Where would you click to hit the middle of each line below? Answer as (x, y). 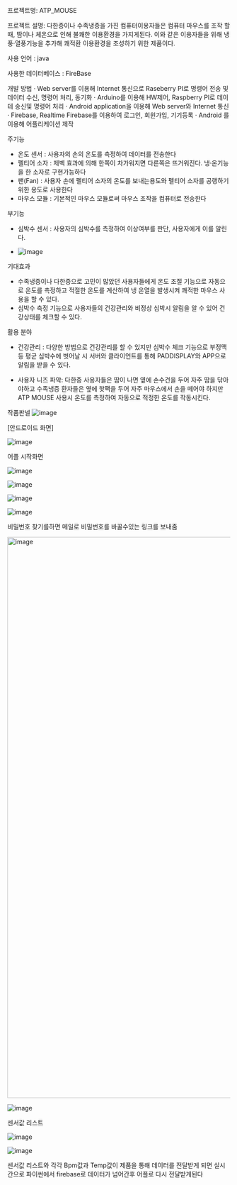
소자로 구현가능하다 (59, 172)
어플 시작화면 (25, 457)
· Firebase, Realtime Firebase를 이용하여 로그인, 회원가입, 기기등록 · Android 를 (118, 115)
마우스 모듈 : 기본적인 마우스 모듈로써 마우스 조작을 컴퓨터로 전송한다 (112, 198)
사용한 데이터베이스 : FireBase (50, 73)
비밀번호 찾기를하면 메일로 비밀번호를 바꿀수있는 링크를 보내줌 (93, 527)
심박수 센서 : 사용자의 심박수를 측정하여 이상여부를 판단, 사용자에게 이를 (116, 228)
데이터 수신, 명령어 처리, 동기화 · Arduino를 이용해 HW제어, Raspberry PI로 (111, 97)
